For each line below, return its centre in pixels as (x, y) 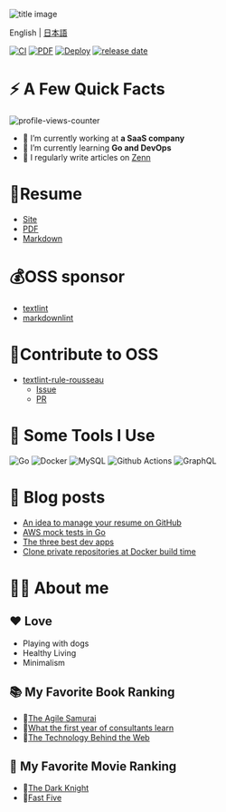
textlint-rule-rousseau (63, 379)
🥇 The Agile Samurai (59, 719)
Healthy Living (49, 652)
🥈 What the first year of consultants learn (98, 728)
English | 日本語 (38, 33)
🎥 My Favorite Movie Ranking (93, 766)
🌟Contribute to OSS (84, 355)
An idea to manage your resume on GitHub (102, 523)
